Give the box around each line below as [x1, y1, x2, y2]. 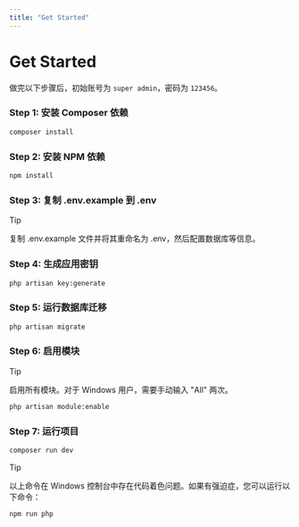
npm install [9, 171, 54, 180]
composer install [9, 127, 74, 137]
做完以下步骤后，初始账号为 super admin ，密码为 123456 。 [9, 82, 223, 93]
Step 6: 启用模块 [9, 345, 80, 357]
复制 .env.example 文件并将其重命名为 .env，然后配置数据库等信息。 [9, 233, 261, 244]
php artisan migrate [9, 322, 87, 331]
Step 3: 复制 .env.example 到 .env [9, 194, 157, 206]
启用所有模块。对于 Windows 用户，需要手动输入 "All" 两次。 [9, 384, 234, 395]
